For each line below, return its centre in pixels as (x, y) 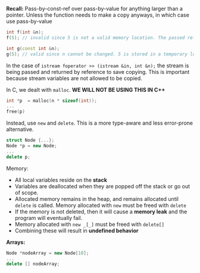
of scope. (26, 193)
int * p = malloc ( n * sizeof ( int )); (51, 101)
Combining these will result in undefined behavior (76, 230)
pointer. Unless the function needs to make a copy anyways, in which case (98, 15)
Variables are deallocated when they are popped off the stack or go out (102, 186)
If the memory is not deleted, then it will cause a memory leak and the (101, 212)
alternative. (20, 129)
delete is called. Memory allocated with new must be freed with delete (100, 205)
